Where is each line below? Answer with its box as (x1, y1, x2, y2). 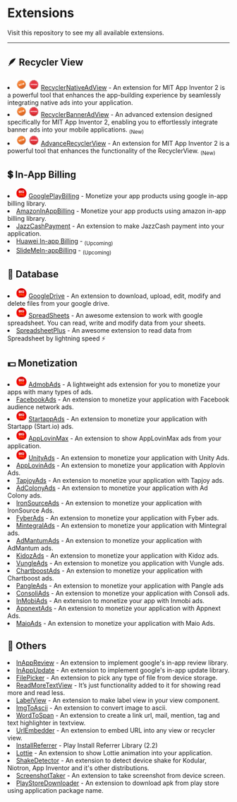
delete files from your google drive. (7, 299, 110, 307)
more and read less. (7, 689, 66, 697)
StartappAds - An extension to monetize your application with (28, 415, 207, 423)
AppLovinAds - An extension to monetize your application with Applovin (16, 462, 225, 470)
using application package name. (7, 786, 104, 795)
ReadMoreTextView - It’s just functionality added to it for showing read (16, 681, 221, 689)
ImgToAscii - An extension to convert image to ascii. (16, 704, 167, 712)
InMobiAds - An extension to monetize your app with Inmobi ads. (16, 597, 205, 605)
